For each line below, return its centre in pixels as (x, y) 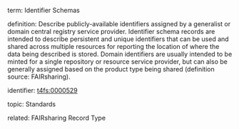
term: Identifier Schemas (44, 10)
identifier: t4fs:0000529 (42, 90)
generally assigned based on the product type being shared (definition (111, 69)
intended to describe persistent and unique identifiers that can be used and (118, 39)
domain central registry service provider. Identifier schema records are (111, 32)
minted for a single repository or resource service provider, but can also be (118, 62)
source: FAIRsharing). (39, 77)
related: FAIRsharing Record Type (56, 118)
